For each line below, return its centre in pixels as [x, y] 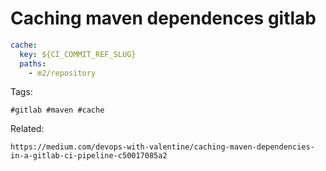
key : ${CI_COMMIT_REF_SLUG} [78, 54]
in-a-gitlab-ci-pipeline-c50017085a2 [89, 156]
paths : [33, 63]
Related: [27, 129]
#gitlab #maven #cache [57, 110]
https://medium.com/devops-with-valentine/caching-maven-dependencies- [162, 147]
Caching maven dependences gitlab [163, 18]
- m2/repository [62, 73]
